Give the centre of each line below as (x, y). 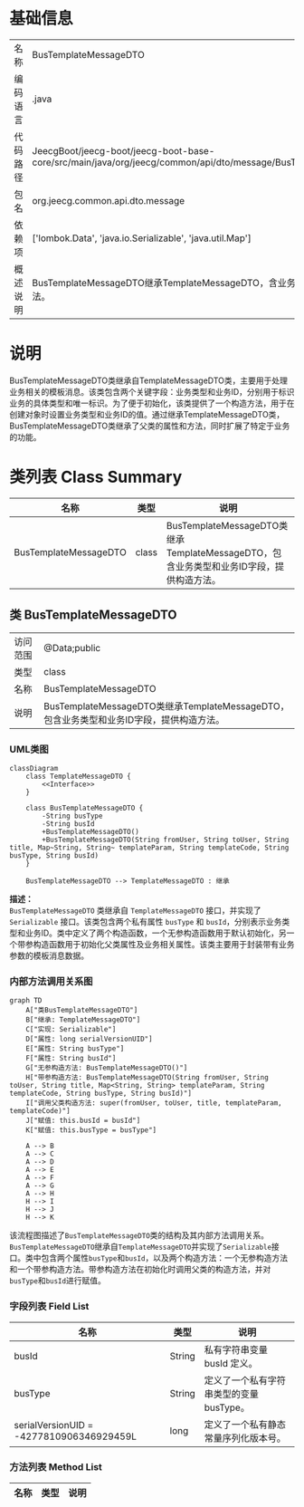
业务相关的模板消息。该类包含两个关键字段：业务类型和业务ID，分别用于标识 (152, 391)
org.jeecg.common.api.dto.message (109, 200)
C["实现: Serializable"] (71, 1030)
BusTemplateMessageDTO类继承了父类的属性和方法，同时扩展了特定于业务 (150, 426)
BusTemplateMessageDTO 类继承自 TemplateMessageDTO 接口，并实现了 (136, 910)
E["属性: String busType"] (75, 1049)
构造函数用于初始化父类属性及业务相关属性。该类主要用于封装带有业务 (164, 944)
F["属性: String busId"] (71, 1059)
